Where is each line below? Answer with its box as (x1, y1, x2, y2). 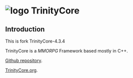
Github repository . (5, 57, 43, 63)
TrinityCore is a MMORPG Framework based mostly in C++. (5, 48, 128, 53)
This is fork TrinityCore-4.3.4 (5, 38, 65, 44)
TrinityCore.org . (5, 67, 38, 73)
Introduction (5, 25, 45, 33)
